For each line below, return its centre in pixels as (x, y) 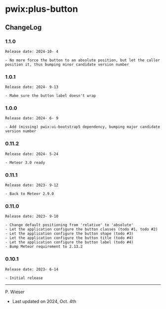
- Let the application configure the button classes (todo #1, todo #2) (82, 230)
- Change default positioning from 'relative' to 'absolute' (69, 225)
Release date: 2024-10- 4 (32, 51)
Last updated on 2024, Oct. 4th (44, 301)
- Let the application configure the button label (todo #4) (69, 242)
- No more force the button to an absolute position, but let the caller (83, 60)
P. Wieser (15, 292)
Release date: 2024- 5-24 (32, 154)
